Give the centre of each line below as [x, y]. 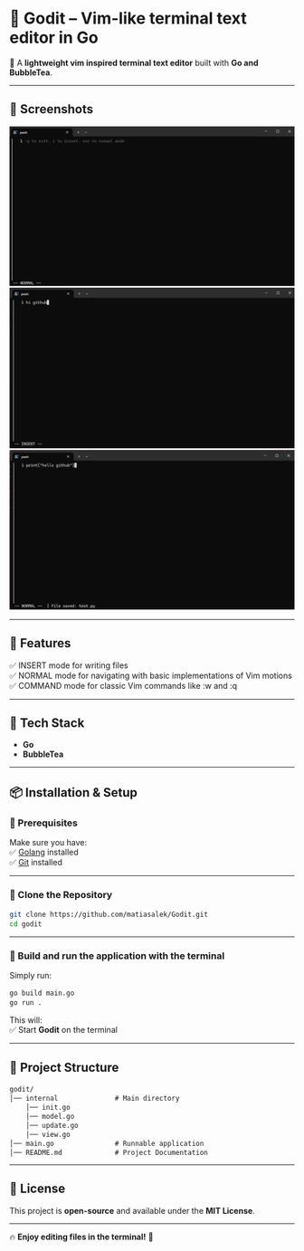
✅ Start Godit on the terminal [63, 1030]
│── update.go [52, 1125]
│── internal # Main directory [95, 1098]
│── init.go [48, 1107]
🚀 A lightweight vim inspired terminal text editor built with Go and [134, 62]
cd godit [26, 924]
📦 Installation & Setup [74, 793]
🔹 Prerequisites [44, 823]
